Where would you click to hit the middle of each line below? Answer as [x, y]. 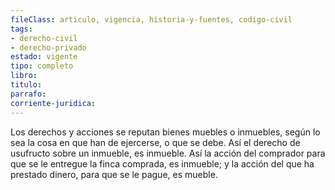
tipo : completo [42, 66]
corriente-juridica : [53, 103]
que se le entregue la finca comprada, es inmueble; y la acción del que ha [162, 163]
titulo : [26, 85]
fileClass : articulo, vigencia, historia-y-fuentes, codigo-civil [151, 19]
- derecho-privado [48, 47]
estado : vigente [44, 57]
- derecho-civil [44, 38]
